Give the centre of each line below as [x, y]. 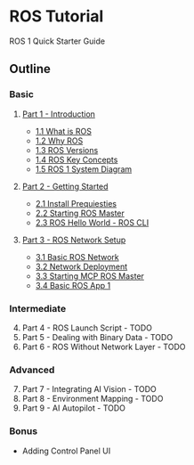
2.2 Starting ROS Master [80, 213]
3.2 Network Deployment [81, 266]
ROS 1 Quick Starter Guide [57, 41]
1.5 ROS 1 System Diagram [84, 169]
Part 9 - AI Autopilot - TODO [74, 408]
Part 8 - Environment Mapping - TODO [93, 399]
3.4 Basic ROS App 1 [73, 285]
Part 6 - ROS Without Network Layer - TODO [104, 347]
